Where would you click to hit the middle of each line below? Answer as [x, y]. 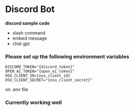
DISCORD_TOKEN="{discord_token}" [40, 67]
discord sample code [27, 23]
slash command [29, 33]
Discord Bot [30, 9]
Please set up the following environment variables [67, 56]
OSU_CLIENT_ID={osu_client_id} [38, 76]
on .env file [17, 89]
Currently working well [33, 102]
